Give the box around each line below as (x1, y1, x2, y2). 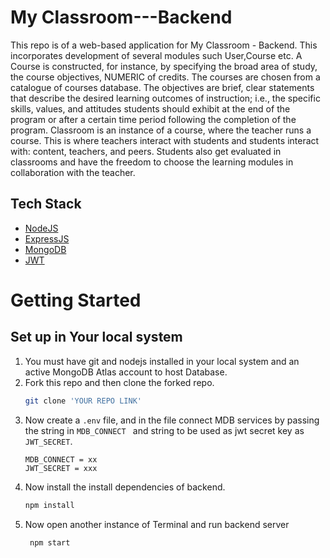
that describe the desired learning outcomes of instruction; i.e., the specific (10, 92, 321, 104)
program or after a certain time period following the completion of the (10, 113, 297, 125)
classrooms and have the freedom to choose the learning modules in (10, 156, 294, 168)
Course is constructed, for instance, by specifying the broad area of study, (10, 60, 318, 72)
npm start (29, 537, 71, 548)
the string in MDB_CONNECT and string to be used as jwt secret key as (24, 424, 305, 436)
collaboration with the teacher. (10, 166, 136, 178)
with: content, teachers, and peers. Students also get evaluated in (10, 145, 282, 157)
